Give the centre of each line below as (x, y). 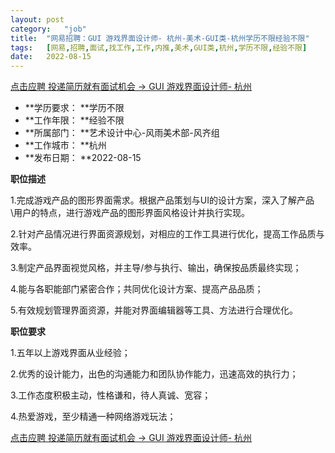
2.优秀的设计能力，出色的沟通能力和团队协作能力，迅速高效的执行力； (154, 374)
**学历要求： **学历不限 (74, 108)
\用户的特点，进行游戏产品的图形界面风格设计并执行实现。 (130, 213)
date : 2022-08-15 (51, 57)
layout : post (37, 19)
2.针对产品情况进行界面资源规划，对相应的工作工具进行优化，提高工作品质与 (167, 234)
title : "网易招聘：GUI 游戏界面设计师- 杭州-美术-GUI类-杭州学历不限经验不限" (160, 38)
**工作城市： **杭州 (65, 145)
